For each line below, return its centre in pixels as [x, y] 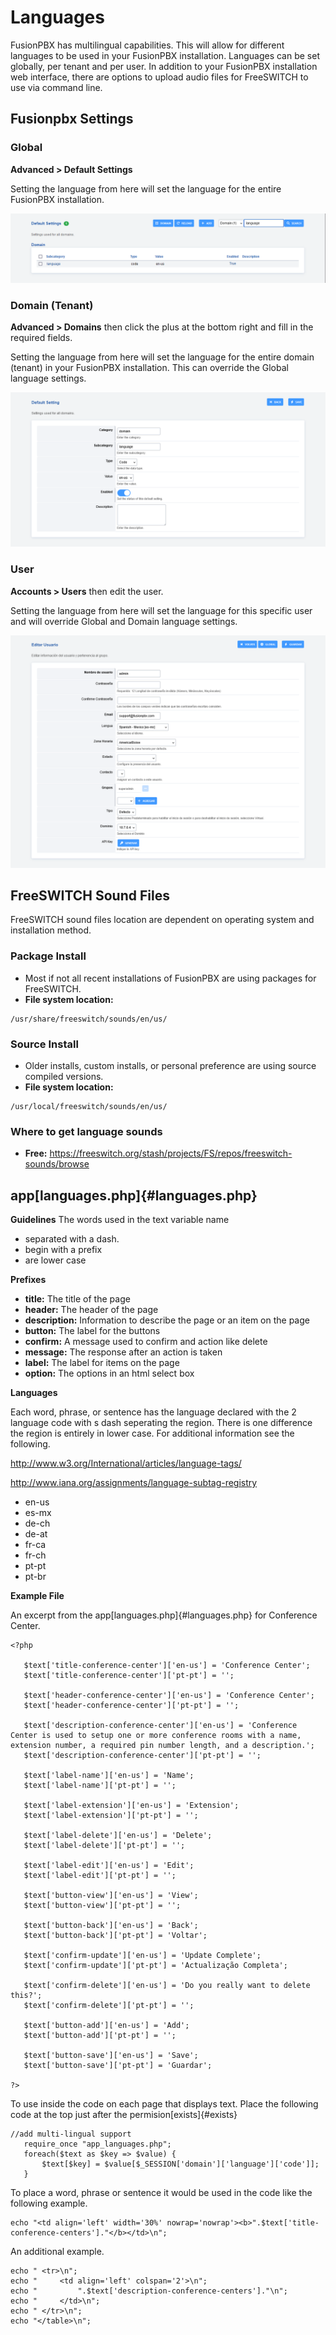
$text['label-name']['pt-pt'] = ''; [100, 1786]
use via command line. [56, 87]
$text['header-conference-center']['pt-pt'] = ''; [131, 1706]
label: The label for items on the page [102, 1363]
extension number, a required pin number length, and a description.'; [162, 1746]
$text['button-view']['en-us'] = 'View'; [111, 1896]
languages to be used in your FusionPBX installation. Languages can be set [165, 55]
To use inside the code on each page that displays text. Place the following [164, 2104]
